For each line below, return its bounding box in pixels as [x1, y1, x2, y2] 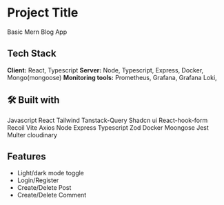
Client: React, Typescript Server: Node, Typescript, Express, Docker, [7, 66, 204, 74]
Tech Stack [7, 48, 57, 59]
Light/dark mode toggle [17, 169, 85, 177]
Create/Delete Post [17, 184, 72, 192]
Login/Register [17, 176, 59, 184]
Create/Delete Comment [17, 191, 87, 199]
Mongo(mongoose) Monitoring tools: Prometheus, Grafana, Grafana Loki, [7, 73, 217, 81]
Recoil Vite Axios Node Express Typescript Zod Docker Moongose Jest [7, 123, 209, 132]
